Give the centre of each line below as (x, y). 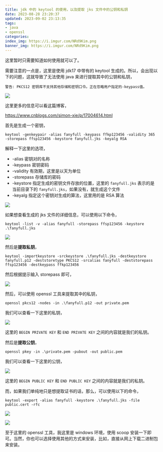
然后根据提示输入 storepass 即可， (40, 274)
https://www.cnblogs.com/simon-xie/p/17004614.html (59, 115)
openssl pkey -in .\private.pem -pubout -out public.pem (64, 352)
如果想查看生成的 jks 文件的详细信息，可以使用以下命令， (62, 215)
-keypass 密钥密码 (31, 165)
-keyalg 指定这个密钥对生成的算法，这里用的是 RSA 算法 (68, 195)
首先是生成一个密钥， (26, 125)
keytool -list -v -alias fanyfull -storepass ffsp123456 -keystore (75, 224)
